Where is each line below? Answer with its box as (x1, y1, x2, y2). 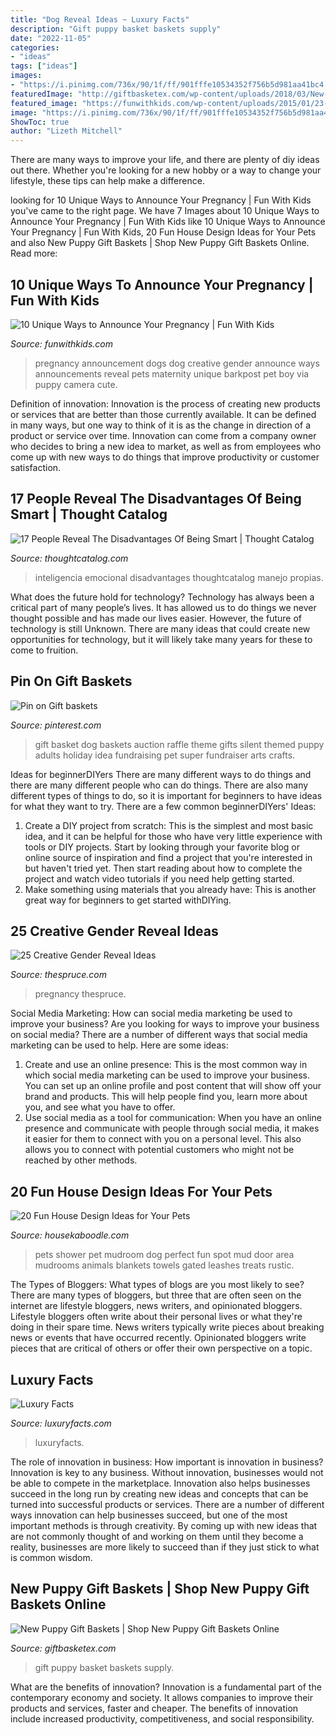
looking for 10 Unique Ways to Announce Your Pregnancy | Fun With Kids (10, 194, 312, 206)
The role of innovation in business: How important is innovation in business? (10, 1456, 324, 1468)
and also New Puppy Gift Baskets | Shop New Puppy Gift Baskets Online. (10, 237, 310, 249)
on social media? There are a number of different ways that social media (10, 1029, 308, 1041)
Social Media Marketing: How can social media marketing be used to (10, 1007, 293, 1020)
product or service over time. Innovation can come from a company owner (10, 429, 317, 441)
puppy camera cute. (34, 378, 118, 390)
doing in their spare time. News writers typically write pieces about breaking (10, 1321, 325, 1333)
